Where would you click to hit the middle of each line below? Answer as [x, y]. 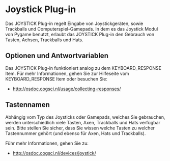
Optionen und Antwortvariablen [57, 56]
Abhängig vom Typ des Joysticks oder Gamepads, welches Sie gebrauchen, [85, 117]
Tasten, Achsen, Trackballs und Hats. [44, 40]
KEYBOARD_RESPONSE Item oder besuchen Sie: [56, 79]
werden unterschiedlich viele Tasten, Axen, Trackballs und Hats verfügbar [83, 122]
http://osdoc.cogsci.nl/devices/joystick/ [54, 153]
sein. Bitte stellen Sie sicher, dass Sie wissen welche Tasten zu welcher [80, 128]
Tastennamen [27, 105]
